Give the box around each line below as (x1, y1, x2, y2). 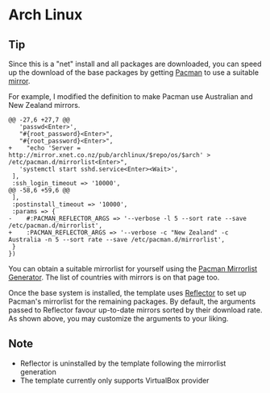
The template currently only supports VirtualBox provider (19, 375, 210, 385)
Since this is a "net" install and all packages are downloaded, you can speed (8, 59, 262, 68)
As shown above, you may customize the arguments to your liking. (8, 314, 229, 323)
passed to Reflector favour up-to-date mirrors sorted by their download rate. (8, 305, 263, 315)
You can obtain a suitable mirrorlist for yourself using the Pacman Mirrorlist (8, 264, 258, 273)
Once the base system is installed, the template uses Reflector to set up (8, 288, 247, 297)
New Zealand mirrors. (8, 101, 81, 110)
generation (19, 366, 56, 376)
